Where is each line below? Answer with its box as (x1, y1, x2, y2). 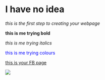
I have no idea (5, 4, 65, 15)
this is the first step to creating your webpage (5, 20, 100, 26)
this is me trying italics (5, 39, 52, 46)
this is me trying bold (5, 30, 50, 36)
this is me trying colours (5, 50, 56, 56)
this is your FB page (5, 59, 47, 65)
